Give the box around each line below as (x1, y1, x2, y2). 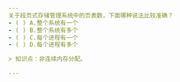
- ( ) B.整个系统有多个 (8, 26, 79, 34)
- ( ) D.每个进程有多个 (8, 41, 79, 49)
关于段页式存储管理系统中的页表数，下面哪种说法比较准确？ (8, 11, 174, 20)
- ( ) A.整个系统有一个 (8, 19, 79, 27)
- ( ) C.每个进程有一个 (8, 33, 79, 42)
